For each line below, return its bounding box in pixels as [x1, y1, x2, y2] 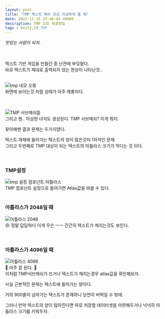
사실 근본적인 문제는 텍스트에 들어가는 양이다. [5, 282, 92, 287]
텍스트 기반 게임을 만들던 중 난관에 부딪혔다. [5, 61, 90, 67]
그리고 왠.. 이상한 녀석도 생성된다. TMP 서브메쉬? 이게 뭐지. [5, 116, 119, 122]
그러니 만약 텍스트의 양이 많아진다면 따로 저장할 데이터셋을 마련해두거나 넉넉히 [5, 302, 155, 308]
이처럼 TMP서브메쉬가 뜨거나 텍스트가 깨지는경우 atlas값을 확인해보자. [5, 271, 140, 277]
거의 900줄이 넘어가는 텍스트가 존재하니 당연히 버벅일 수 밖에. [5, 292, 124, 298]
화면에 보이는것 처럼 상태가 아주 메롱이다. [5, 89, 84, 95]
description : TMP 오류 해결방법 [5, 21, 66, 26]
